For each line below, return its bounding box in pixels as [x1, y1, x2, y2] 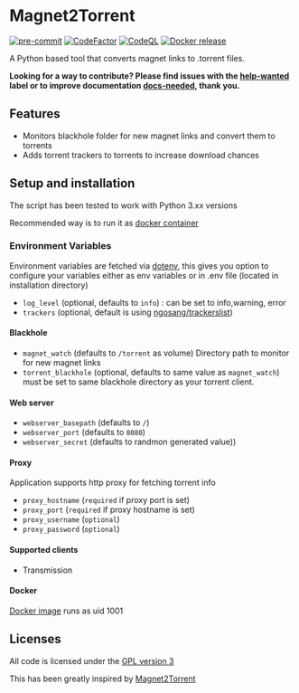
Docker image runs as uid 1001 [9, 605, 124, 616]
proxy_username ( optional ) [22, 514, 120, 525]
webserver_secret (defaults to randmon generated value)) [22, 436, 237, 448]
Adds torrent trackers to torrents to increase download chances [22, 149, 260, 160]
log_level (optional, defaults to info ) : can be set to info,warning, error [22, 297, 286, 308]
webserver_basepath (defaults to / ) [22, 417, 150, 428]
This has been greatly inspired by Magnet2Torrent [9, 673, 196, 684]
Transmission [22, 565, 73, 575]
